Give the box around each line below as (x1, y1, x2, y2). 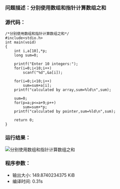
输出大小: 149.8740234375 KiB (12, 172, 75, 178)
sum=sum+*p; (23, 105, 48, 110)
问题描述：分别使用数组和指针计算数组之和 (5, 4, 107, 11)
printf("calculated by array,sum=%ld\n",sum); (14, 87, 112, 92)
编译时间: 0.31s (12, 178, 43, 184)
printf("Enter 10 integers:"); (14, 62, 79, 67)
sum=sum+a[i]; (23, 83, 52, 88)
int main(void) (5, 40, 37, 45)
